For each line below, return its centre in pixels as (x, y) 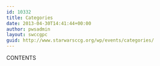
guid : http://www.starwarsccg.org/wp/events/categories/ (80, 40)
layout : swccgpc (27, 35)
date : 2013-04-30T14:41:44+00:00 (49, 23)
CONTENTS (21, 58)
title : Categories (30, 18)
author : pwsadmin (28, 29)
